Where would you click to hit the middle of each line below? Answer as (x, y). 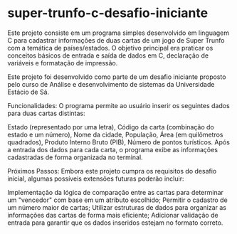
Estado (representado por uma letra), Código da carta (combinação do (111, 127)
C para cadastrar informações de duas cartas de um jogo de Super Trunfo (116, 40)
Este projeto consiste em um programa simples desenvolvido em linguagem (118, 33)
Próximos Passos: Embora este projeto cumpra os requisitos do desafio (112, 171)
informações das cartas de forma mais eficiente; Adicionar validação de (113, 215)
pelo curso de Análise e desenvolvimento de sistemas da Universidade (111, 84)
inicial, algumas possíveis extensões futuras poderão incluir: (96, 179)
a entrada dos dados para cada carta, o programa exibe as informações (113, 149)
